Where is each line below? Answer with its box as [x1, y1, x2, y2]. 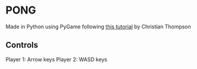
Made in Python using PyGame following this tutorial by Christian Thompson [5, 23, 192, 30]
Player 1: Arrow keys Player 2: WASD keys [5, 55, 108, 63]
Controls [5, 40, 38, 50]
